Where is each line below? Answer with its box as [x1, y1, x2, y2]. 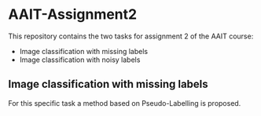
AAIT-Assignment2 [8, 5, 138, 24]
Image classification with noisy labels [19, 55, 141, 64]
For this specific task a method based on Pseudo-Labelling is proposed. [8, 98, 241, 107]
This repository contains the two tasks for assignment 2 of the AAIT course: [8, 31, 254, 41]
